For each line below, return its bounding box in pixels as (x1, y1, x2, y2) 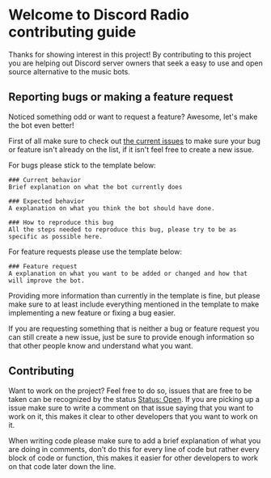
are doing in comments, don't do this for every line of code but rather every (8, 444, 260, 454)
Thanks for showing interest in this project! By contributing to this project (8, 49, 252, 59)
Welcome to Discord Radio (8, 6, 190, 24)
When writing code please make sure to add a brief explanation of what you (8, 435, 261, 446)
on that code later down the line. (8, 461, 116, 471)
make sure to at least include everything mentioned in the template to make (8, 299, 260, 309)
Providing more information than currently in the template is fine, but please (8, 290, 260, 300)
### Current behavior (8, 176, 82, 184)
